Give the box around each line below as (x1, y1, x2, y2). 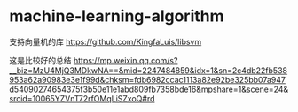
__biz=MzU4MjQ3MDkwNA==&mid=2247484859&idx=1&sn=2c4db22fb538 (9, 64, 288, 76)
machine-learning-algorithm (9, 6, 224, 26)
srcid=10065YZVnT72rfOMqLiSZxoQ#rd (9, 93, 155, 103)
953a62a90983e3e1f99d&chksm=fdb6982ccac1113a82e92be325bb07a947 (9, 74, 286, 85)
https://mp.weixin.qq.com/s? (73, 55, 178, 65)
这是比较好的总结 (9, 55, 72, 65)
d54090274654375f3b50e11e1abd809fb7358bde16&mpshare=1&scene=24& (9, 84, 289, 94)
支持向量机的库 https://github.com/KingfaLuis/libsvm (9, 36, 202, 47)
